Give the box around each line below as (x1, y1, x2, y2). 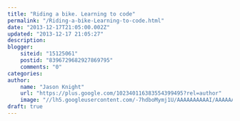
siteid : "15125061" (20, 51, 79, 58)
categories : (7, 70, 43, 77)
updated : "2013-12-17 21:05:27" (7, 30, 104, 38)
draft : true (7, 103, 43, 110)
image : (20, 97, 40, 104)
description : (7, 37, 46, 44)
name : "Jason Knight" (20, 83, 84, 90)
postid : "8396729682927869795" (20, 57, 114, 64)
